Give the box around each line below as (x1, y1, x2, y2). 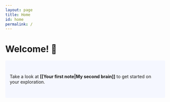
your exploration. (10, 79, 46, 85)
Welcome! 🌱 (5, 44, 57, 55)
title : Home (5, 12, 30, 17)
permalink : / (5, 21, 33, 27)
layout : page (5, 7, 33, 13)
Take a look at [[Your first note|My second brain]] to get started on (10, 74, 151, 80)
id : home (5, 17, 24, 22)
